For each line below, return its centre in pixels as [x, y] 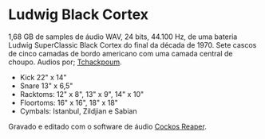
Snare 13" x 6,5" [46, 86]
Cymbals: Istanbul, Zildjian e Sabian [78, 111]
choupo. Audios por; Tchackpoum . [65, 62]
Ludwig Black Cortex [79, 15]
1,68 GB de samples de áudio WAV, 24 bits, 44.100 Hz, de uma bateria [123, 37]
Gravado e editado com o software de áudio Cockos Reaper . [108, 126]
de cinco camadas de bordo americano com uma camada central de [121, 53]
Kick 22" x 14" [43, 77]
